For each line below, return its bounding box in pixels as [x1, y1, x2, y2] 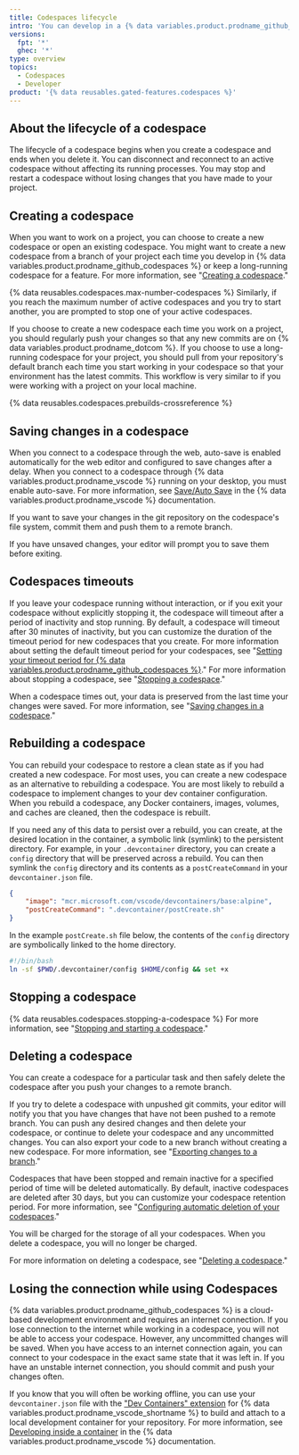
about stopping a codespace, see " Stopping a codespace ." [9, 673, 225, 684]
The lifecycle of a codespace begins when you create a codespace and [9, 145, 271, 155]
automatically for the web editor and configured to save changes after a [9, 456, 272, 467]
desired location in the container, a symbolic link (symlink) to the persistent [9, 834, 284, 844]
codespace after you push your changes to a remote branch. [9, 1082, 232, 1093]
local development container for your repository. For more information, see [9, 1417, 283, 1428]
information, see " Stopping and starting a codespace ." [9, 1023, 209, 1034]
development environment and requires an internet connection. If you [34, 1314, 289, 1326]
